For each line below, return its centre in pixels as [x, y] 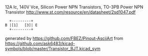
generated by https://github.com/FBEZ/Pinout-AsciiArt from [64, 38]
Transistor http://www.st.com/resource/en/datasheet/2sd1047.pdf [70, 12]
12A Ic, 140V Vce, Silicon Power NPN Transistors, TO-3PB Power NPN [74, 7]
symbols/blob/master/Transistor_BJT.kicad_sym [53, 49]
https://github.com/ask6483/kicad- [40, 43]
